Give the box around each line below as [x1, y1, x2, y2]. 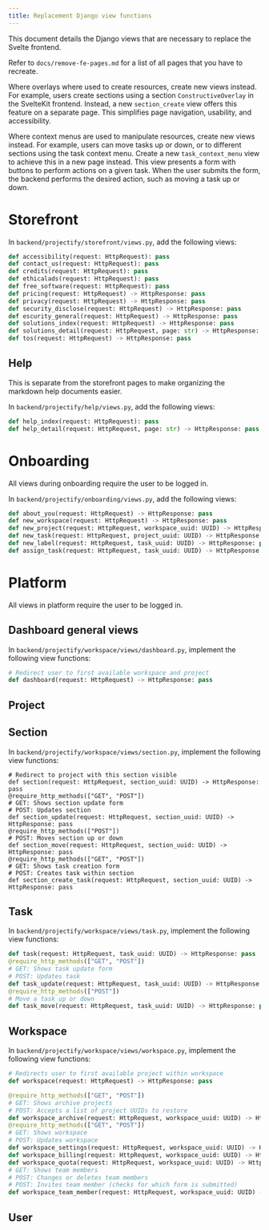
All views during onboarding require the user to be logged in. [8, 478, 209, 488]
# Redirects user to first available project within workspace [8, 1070, 224, 1078]
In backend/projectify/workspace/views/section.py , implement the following [8, 747, 261, 756]
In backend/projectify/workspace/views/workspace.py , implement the [8, 1046, 236, 1055]
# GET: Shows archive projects [8, 1099, 113, 1107]
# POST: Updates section [8, 806, 91, 814]
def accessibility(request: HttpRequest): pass [8, 252, 171, 260]
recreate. [8, 66, 38, 76]
